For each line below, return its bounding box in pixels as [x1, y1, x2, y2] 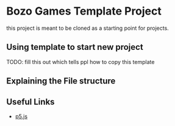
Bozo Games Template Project [6, 4, 162, 18]
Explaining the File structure [6, 76, 116, 86]
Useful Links [6, 96, 55, 107]
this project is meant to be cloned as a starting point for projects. [6, 24, 169, 32]
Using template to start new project [6, 42, 143, 52]
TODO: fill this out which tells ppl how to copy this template [6, 58, 155, 65]
